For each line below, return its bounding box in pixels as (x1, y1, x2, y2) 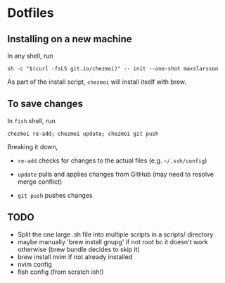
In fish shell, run (7, 116, 56, 125)
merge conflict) (17, 177, 63, 186)
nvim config (17, 260, 53, 268)
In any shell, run (7, 51, 54, 60)
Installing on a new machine (7, 33, 132, 45)
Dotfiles (7, 5, 54, 21)
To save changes (7, 98, 83, 110)
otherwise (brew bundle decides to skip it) (17, 245, 141, 253)
